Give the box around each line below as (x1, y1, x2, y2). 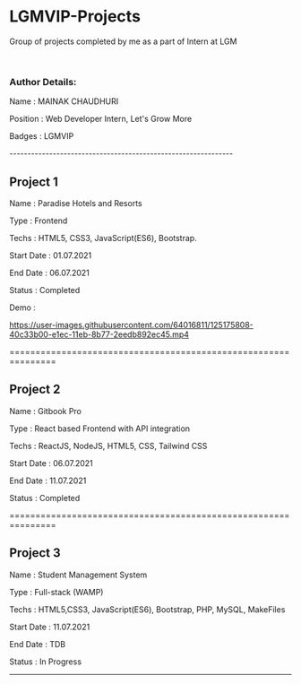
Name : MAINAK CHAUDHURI (9, 96, 119, 107)
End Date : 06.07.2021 (9, 267, 90, 279)
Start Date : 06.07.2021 (9, 457, 94, 468)
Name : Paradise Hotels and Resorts (9, 198, 142, 209)
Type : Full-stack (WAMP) (9, 586, 104, 597)
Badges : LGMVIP (9, 131, 74, 142)
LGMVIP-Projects (9, 6, 142, 27)
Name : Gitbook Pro (9, 405, 82, 416)
